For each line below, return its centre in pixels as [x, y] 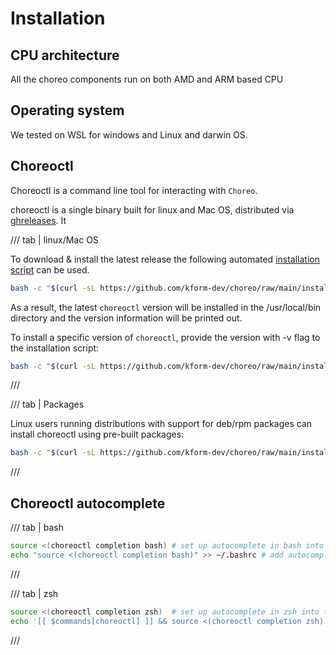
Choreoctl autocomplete [88, 503]
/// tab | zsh [34, 593]
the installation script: [55, 348]
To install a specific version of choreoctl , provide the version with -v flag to [165, 337]
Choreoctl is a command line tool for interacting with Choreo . [134, 190]
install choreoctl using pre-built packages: [97, 434]
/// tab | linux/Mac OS [54, 239]
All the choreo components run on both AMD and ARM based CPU [147, 79]
